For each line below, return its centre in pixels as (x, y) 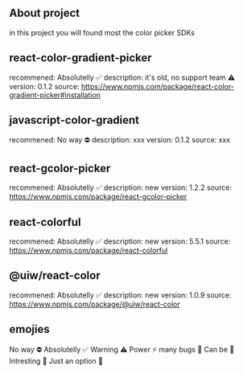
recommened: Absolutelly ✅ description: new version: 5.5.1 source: (120, 241)
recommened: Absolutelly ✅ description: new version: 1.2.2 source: (121, 187)
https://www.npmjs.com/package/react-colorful (89, 251)
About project (44, 13)
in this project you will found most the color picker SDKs (102, 32)
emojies (30, 329)
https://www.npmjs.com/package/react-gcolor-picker (98, 197)
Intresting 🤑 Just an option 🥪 (56, 360)
